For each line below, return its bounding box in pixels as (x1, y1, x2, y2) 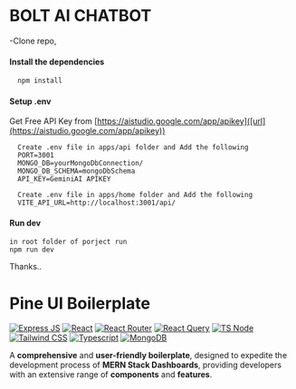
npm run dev (9, 245, 54, 254)
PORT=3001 (17, 151, 54, 160)
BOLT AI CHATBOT (9, 5, 152, 26)
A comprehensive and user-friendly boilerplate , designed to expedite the (9, 350, 288, 361)
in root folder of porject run (9, 237, 128, 247)
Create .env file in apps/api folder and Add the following (17, 143, 249, 152)
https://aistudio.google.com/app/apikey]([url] (97, 116, 266, 127)
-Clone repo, (9, 35, 57, 46)
